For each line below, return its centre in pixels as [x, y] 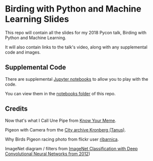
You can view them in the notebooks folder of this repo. [61, 93]
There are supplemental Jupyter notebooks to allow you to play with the [77, 79]
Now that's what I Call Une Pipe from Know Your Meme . [61, 120]
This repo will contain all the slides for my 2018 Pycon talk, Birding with [76, 32]
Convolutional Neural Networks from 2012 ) [48, 154]
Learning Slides [37, 19]
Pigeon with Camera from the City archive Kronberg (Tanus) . [65, 130]
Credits [16, 109]
